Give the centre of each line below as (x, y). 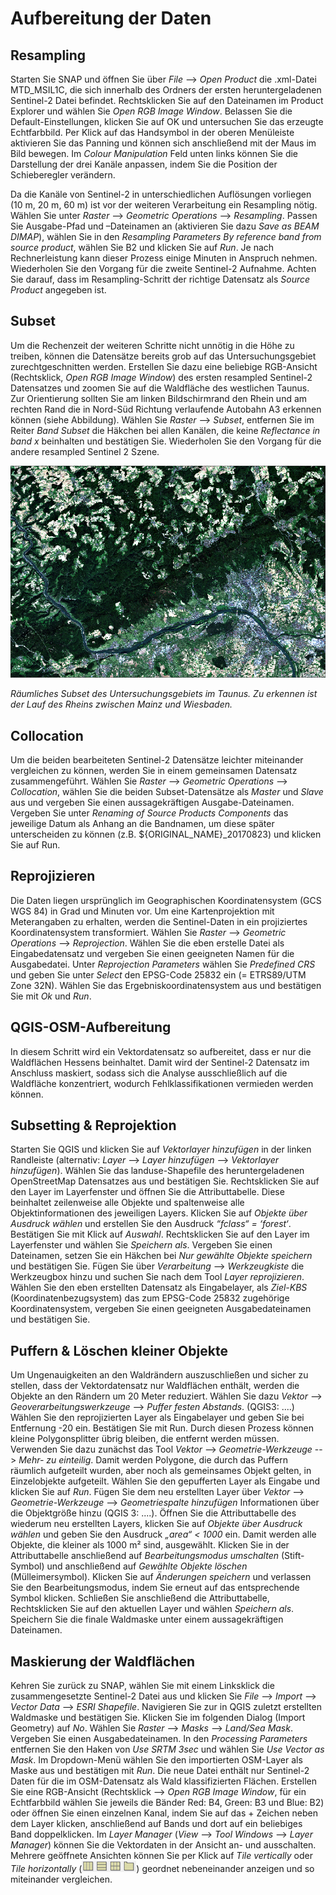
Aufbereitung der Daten (111, 18)
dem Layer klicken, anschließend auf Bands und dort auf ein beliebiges (156, 1824)
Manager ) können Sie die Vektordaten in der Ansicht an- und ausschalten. (163, 1845)
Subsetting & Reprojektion (93, 1125)
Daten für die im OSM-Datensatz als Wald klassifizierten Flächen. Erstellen (163, 1781)
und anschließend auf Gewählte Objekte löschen (147, 1566)
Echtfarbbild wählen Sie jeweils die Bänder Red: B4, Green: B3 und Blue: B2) (167, 1803)
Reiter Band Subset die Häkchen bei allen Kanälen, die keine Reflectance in (165, 430)
